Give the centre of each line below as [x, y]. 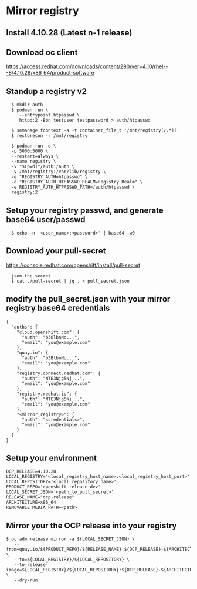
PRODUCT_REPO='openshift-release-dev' [53, 487]
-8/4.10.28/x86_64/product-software [50, 73]
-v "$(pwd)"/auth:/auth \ [43, 167]
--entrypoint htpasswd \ [50, 115]
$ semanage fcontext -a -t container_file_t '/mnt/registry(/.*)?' [96, 130]
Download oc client [42, 52]
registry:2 [25, 192]
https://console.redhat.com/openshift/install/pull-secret [73, 265]
